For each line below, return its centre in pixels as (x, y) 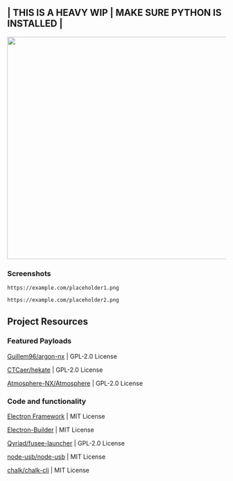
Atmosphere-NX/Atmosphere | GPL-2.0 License (75, 383)
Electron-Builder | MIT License (51, 430)
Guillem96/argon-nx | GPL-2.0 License (62, 356)
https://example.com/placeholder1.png (63, 288)
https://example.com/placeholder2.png (63, 300)
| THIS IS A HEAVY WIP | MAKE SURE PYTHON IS (114, 13)
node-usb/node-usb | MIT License (57, 457)
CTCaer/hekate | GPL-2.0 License (55, 370)
